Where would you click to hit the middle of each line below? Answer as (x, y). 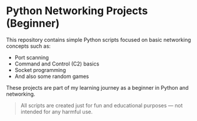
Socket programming (40, 70)
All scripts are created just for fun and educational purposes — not (101, 105)
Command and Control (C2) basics (57, 64)
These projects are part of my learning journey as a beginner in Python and (97, 87)
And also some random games (52, 76)
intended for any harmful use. (57, 112)
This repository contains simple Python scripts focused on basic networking (99, 40)
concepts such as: (29, 46)
